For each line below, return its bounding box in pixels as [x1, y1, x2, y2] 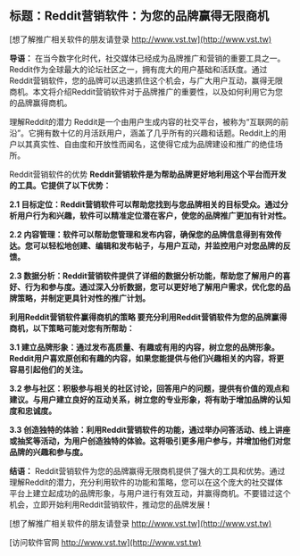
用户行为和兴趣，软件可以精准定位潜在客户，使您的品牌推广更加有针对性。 [16, 210, 291, 220]
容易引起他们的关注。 [9, 364, 87, 375]
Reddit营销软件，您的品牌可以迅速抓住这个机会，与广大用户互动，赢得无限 [9, 75, 284, 86]
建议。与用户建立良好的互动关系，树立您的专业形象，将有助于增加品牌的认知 [9, 394, 291, 404]
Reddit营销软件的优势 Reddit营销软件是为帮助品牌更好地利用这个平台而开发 [9, 169, 287, 179]
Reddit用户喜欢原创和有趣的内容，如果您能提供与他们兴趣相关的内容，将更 [9, 353, 284, 363]
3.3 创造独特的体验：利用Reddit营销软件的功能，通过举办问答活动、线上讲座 [9, 424, 291, 435]
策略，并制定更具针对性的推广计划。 [16, 293, 150, 303]
